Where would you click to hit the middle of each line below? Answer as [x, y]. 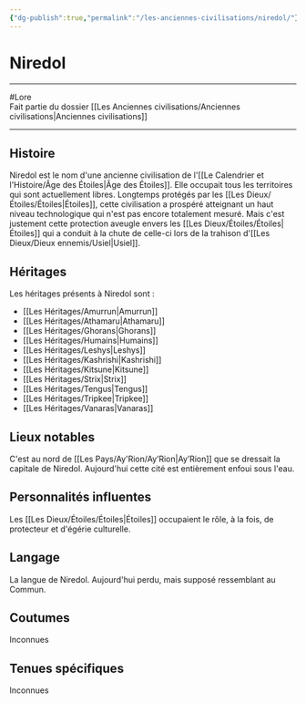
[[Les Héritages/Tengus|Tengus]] [85, 389]
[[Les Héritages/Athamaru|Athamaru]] [94, 321]
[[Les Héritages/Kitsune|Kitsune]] [86, 369]
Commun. [28, 589]
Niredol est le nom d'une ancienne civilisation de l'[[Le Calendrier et [137, 175]
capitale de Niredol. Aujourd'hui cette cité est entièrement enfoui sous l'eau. [152, 469]
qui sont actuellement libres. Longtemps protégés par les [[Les [127, 195]
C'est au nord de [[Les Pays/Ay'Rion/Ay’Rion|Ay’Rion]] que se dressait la [145, 459]
